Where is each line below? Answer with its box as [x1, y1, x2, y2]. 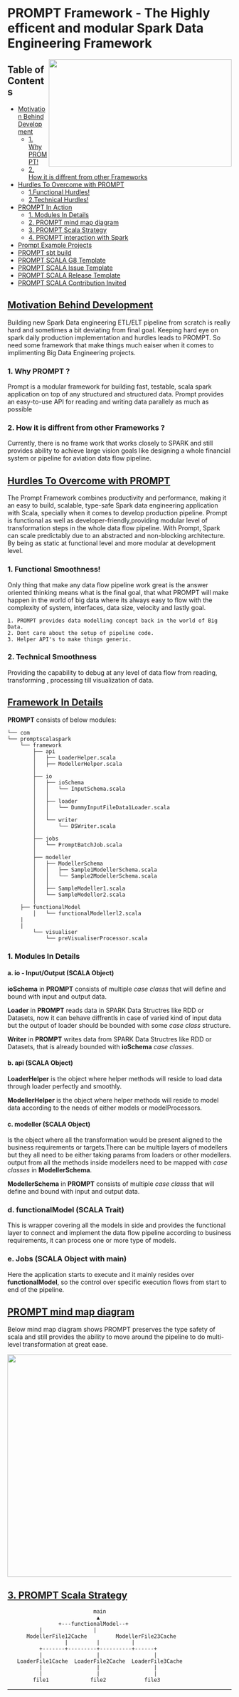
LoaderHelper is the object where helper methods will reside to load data [7, 1074, 223, 1083]
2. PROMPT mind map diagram [28, 219, 119, 226]
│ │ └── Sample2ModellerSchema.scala [33, 872, 158, 880]
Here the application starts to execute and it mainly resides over [7, 1270, 194, 1278]
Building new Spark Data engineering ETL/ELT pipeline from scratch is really [7, 318, 231, 327]
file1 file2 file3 [33, 1676, 161, 1684]
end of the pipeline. [7, 1285, 65, 1293]
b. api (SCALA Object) [7, 1058, 73, 1067]
